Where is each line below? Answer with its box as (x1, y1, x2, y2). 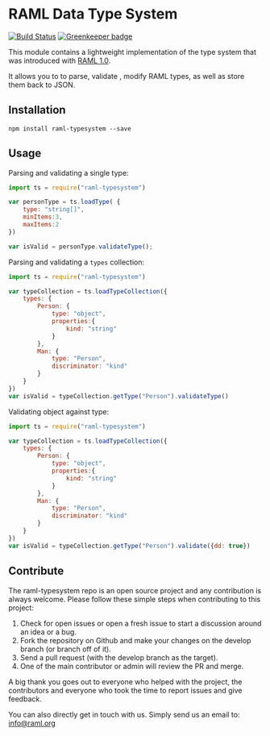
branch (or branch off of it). (19, 644, 111, 654)
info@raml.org (8, 718, 56, 728)
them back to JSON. (8, 80, 76, 89)
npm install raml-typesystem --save (8, 124, 131, 133)
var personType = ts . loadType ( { (8, 198, 121, 206)
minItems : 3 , (23, 213, 63, 222)
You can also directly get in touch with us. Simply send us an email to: (8, 709, 240, 719)
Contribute (8, 564, 64, 578)
